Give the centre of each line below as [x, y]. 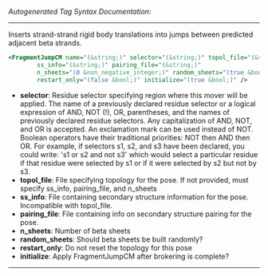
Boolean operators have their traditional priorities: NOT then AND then [135, 137]
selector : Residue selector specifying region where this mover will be [134, 95]
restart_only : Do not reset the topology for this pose [106, 247]
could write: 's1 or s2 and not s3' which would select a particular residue [139, 154]
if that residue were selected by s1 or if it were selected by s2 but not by [138, 163]
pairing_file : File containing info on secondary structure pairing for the [136, 214]
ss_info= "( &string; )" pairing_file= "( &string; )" [119, 65]
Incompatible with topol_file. [66, 205]
